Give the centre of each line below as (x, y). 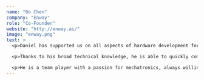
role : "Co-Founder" (31, 23)
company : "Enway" (28, 18)
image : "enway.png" (31, 35)
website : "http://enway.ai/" (43, 29)
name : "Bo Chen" (27, 12)
